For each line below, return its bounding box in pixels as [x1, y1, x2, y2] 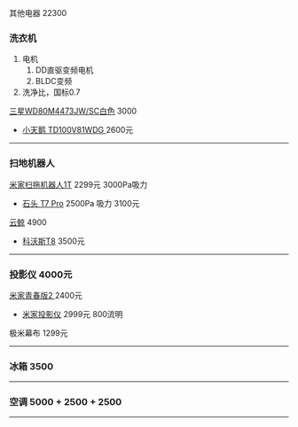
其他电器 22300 [9, 8, 67, 18]
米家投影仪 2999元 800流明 [21, 308, 123, 319]
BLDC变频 [35, 76, 73, 87]
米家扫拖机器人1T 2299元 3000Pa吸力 [9, 179, 148, 190]
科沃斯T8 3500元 [21, 236, 86, 246]
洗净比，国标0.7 [21, 87, 82, 97]
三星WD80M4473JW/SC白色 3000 [9, 105, 137, 117]
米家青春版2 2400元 [9, 290, 82, 300]
